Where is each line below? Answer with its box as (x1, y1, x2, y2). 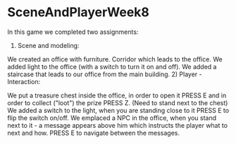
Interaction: (7, 77, 41, 85)
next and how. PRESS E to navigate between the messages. (7, 128, 180, 137)
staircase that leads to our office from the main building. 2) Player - (7, 70, 202, 78)
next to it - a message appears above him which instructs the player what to (7, 121, 228, 129)
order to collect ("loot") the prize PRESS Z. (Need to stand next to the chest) (7, 98, 228, 107)
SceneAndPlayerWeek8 (7, 4, 150, 20)
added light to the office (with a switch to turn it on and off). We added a (7, 62, 217, 71)
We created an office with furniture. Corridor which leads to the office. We (7, 54, 223, 64)
